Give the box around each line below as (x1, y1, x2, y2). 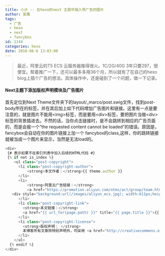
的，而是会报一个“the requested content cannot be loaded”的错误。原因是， (5, 124, 160, 130)
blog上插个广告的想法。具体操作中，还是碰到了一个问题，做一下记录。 (17, 75, 160, 81)
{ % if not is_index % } (7, 155, 54, 160)
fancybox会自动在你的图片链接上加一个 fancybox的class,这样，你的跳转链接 (5, 130, 159, 136)
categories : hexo (5, 44, 41, 49)
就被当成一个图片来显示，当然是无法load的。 (5, 136, 96, 142)
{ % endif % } (9, 242, 34, 247)
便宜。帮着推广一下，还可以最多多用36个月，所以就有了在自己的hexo (17, 69, 157, 74)
